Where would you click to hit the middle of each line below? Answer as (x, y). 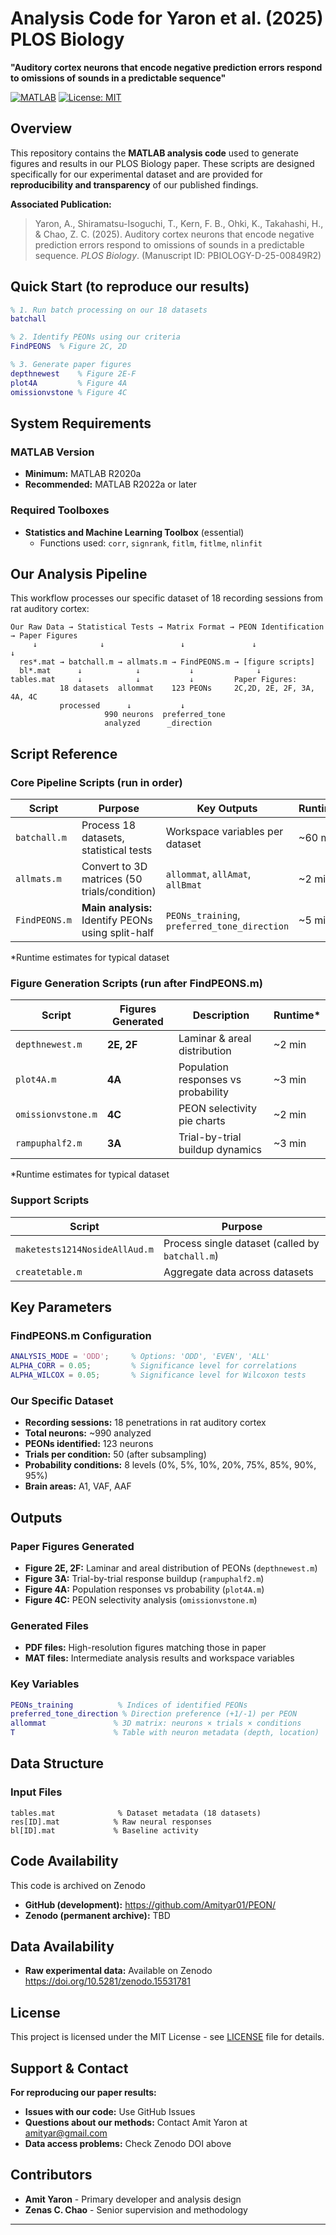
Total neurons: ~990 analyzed (88, 1433)
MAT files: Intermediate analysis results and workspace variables (159, 1658)
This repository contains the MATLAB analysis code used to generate (154, 153)
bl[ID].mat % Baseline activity (104, 1830)
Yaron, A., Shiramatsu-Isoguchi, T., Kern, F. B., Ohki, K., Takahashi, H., (179, 223)
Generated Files (50, 1625)
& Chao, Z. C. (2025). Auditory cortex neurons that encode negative (174, 234)
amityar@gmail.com (66, 2133)
